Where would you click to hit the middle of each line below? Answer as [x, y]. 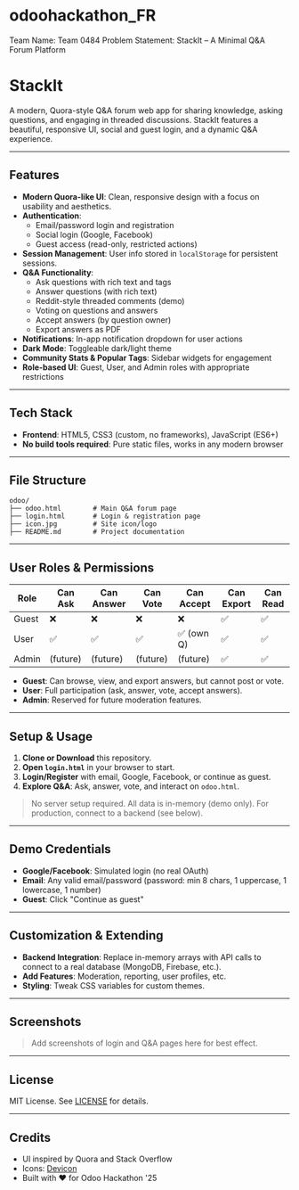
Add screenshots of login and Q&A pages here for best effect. [144, 1043]
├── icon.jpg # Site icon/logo [83, 524]
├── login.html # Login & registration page [105, 517]
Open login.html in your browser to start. [98, 767]
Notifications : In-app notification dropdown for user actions [132, 339]
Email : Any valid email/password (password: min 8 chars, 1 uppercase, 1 [154, 880]
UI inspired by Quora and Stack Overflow [97, 1159]
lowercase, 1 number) [61, 890]
